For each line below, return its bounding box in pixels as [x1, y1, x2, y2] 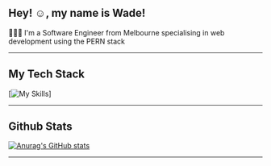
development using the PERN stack [8, 36, 126, 46]
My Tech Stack [8, 68, 85, 81]
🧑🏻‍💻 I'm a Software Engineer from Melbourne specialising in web [8, 27, 225, 37]
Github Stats [8, 120, 73, 134]
